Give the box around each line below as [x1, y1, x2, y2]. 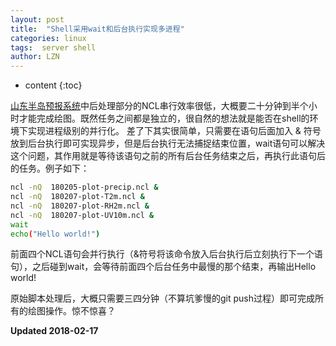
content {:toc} [24, 79, 83, 91]
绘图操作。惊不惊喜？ [27, 305, 116, 317]
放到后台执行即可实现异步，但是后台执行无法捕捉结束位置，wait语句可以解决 [10, 137, 326, 150]
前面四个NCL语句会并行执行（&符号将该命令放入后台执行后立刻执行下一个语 [10, 248, 323, 260]
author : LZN [10, 52, 60, 62]
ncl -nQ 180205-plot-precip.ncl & [10, 182, 159, 193]
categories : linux [10, 33, 87, 43]
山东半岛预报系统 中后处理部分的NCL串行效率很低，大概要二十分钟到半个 [10, 100, 309, 112]
